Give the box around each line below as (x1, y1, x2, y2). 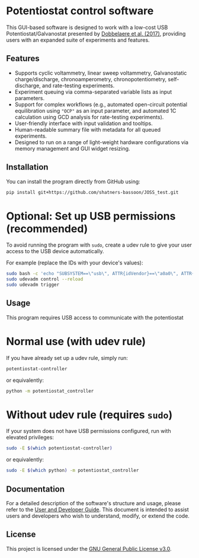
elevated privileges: (6, 434, 54, 441)
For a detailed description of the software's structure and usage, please (6, 500, 181, 506)
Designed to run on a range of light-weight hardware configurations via (14, 138, 188, 146)
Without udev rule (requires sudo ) (6, 408, 173, 422)
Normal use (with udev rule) (6, 335, 146, 348)
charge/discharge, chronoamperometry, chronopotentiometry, (14, 75, 167, 82)
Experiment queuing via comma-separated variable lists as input (14, 88, 172, 95)
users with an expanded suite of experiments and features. (6, 36, 150, 43)
